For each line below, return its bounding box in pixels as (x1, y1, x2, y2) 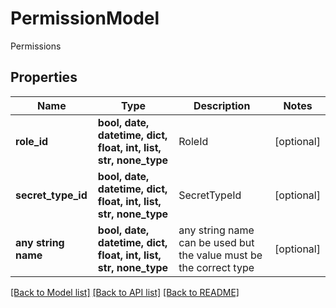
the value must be (178, 248, 263, 262)
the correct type (178, 260, 255, 274)
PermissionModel (10, 7, 160, 30)
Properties (10, 69, 78, 86)
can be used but (178, 235, 255, 249)
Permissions (10, 40, 62, 52)
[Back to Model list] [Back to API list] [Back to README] (10, 286, 240, 298)
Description (193, 98, 251, 112)
